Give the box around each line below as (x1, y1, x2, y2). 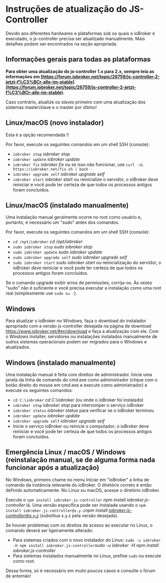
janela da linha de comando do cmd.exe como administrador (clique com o (5, 377, 158, 383)
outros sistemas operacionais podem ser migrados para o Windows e (5, 339, 147, 345)
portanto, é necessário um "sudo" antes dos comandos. (5, 219, 120, 226)
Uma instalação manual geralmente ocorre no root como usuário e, (5, 214, 142, 220)
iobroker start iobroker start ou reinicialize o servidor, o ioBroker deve (12, 176, 159, 182)
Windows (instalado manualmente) (5, 358, 116, 367)
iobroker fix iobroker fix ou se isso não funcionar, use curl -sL (12, 161, 144, 167)
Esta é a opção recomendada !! (5, 132, 69, 138)
